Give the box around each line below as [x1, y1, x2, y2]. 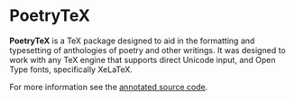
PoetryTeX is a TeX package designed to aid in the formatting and [9, 35, 255, 46]
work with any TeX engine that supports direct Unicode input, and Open [9, 54, 277, 65]
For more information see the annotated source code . [9, 81, 208, 92]
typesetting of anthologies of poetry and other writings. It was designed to [9, 44, 286, 55]
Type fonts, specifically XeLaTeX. [9, 64, 134, 75]
